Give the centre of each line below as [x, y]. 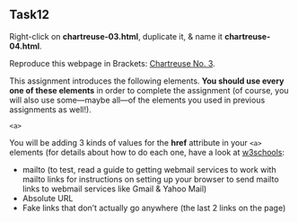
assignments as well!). [50, 109]
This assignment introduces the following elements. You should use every [147, 81]
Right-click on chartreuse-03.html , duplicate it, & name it [116, 36]
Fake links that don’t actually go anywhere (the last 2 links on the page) [154, 208]
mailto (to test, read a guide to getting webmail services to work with [149, 169]
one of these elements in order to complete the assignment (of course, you [149, 90]
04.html [25, 46]
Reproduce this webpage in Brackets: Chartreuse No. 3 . [112, 63]
